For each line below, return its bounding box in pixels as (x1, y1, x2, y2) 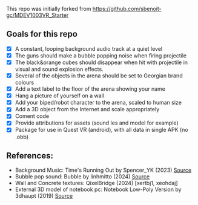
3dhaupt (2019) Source (15, 192, 73, 200)
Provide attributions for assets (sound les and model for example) (15, 119, 179, 126)
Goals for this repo (6, 29, 78, 39)
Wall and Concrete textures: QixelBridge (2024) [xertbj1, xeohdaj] (15, 180, 178, 187)
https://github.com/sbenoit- (92, 5, 162, 12)
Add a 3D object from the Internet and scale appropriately (15, 106, 160, 113)
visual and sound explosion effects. (15, 66, 104, 73)
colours (15, 79, 35, 86)
